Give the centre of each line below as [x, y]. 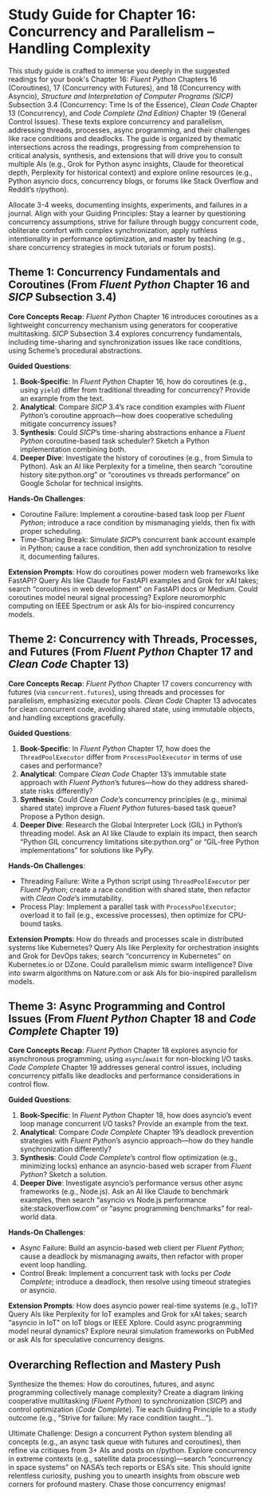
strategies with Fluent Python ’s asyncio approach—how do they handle [136, 1141]
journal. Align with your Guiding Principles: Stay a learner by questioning [127, 213]
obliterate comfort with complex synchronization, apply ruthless [113, 230]
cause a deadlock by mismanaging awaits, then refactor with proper [132, 1256]
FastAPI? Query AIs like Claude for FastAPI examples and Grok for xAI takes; [133, 580]
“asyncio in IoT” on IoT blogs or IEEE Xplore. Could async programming [125, 1323]
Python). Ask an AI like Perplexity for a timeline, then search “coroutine [136, 466]
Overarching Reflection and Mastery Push [115, 1365]
